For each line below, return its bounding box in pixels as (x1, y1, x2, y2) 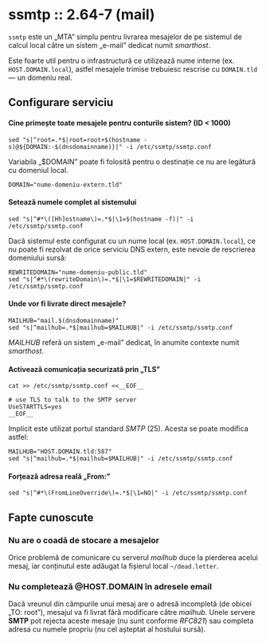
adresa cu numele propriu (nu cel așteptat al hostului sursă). (8, 624, 206, 634)
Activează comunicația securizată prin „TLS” (8, 364, 161, 374)
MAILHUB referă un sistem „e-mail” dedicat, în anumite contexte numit (8, 337, 240, 347)
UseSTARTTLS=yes (8, 403, 62, 411)
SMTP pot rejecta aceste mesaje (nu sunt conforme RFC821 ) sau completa (8, 616, 254, 626)
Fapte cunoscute (8, 511, 94, 524)
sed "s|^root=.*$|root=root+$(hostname (8, 135, 141, 144)
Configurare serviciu (8, 96, 114, 109)
